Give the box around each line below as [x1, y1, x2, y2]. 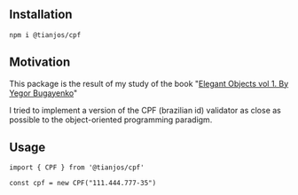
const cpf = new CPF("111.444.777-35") [9, 179, 157, 188]
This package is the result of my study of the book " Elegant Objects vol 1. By [9, 78, 289, 89]
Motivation [9, 55, 71, 70]
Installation [9, 7, 73, 22]
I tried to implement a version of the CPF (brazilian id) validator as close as [9, 105, 281, 115]
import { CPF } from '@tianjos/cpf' [9, 163, 145, 172]
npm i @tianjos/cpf [9, 30, 82, 39]
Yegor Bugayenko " [9, 88, 78, 98]
